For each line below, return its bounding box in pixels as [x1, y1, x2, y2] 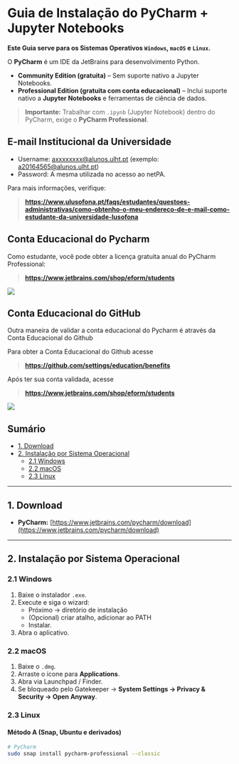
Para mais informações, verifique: [7, 184, 107, 192]
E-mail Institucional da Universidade [7, 136, 172, 148]
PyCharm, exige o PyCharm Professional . [24, 115, 149, 124]
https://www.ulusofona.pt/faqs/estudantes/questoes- [24, 197, 191, 206]
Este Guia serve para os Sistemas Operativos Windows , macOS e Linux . [7, 43, 211, 52]
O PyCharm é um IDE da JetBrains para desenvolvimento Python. [7, 57, 200, 65]
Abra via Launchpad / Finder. [17, 677, 103, 686]
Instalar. [28, 620, 52, 629]
